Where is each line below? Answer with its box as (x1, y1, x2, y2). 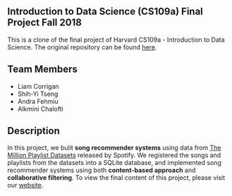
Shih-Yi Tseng (17, 90, 59, 98)
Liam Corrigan (17, 82, 59, 90)
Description (7, 125, 60, 137)
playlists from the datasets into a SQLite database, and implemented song (7, 159, 222, 167)
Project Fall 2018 (7, 17, 83, 29)
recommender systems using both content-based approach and (7, 166, 196, 175)
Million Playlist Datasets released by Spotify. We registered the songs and (7, 151, 221, 159)
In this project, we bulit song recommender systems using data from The (7, 144, 221, 152)
